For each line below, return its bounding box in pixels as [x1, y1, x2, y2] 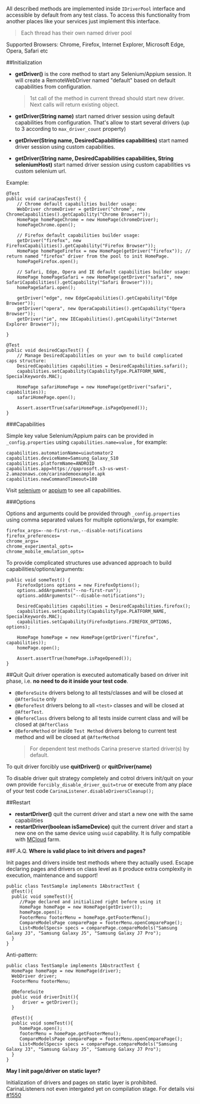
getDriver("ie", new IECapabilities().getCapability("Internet [17, 316, 178, 322]
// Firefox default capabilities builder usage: [17, 232, 140, 238]
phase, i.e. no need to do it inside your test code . [6, 677, 128, 685]
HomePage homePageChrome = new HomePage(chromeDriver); [17, 217, 159, 223]
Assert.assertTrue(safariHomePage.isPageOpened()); [17, 405, 148, 411]
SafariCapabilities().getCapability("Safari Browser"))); [6, 280, 153, 286]
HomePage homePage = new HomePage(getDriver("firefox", [17, 634, 159, 640]
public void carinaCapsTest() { [6, 196, 87, 202]
